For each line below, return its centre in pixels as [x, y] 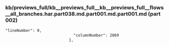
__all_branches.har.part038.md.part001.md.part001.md [76, 14]
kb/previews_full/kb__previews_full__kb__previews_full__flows [84, 8]
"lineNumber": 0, [24, 31]
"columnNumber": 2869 [96, 35]
